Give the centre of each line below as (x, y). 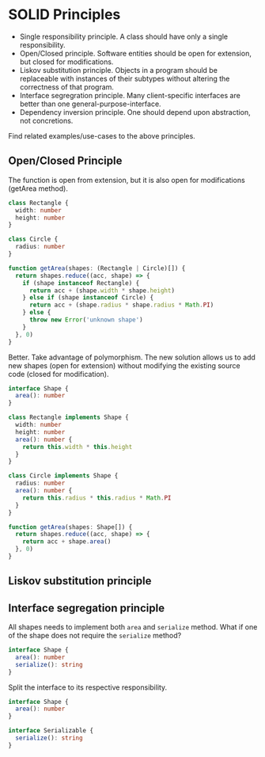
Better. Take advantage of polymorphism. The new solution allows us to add (132, 357)
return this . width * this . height (78, 447)
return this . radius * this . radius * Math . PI (97, 498)
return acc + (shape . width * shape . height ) (102, 291)
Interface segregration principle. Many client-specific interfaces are (130, 95)
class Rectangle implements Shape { (68, 417)
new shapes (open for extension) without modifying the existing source (124, 365)
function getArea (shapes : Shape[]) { (70, 527)
